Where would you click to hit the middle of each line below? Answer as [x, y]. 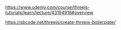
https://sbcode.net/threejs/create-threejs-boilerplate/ [60, 22]
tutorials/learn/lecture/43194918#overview [49, 12]
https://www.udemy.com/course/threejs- [47, 7]
